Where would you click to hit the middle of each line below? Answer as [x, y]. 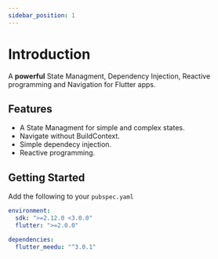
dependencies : [31, 239]
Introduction [49, 54]
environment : [29, 211]
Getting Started [47, 177]
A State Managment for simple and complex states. [102, 128]
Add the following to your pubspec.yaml [71, 196]
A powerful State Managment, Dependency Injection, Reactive [109, 76]
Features [30, 109]
